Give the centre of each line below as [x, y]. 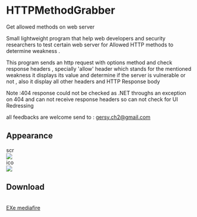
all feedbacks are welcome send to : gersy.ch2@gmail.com [78, 117]
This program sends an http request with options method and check [89, 62]
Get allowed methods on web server [50, 27]
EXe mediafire [23, 207]
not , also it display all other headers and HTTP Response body [83, 81]
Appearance [30, 136]
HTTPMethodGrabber [61, 10]
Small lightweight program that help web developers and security [86, 38]
